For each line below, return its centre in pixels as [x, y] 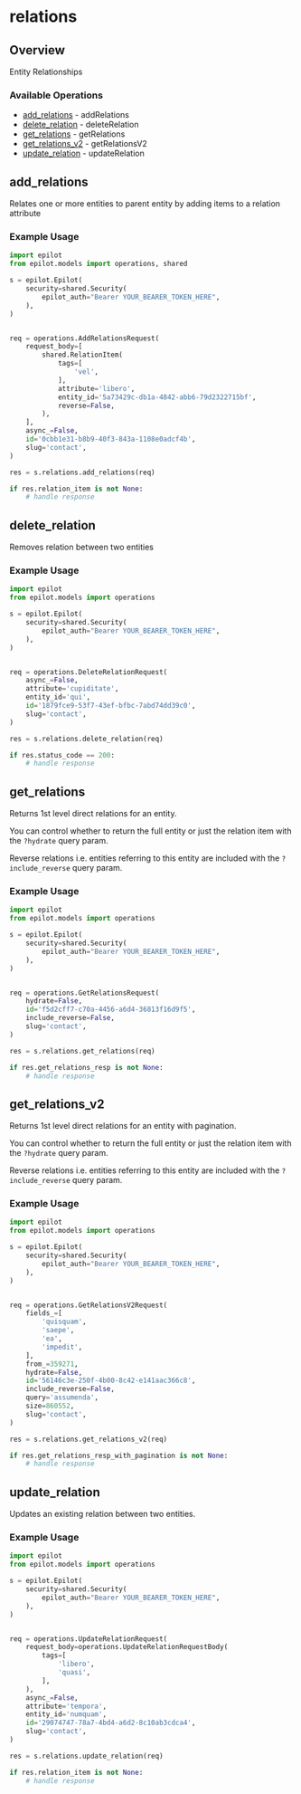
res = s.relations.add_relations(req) [82, 472]
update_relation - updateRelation [83, 153]
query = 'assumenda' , [62, 1398]
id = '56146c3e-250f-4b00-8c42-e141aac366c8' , [111, 1381]
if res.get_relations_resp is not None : [87, 1067]
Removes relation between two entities [81, 547]
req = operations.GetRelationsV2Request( [89, 1305]
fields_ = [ [44, 1313]
